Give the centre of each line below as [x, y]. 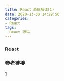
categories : [17, 18]
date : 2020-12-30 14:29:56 [32, 14]
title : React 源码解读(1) [30, 9]
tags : [10, 28]
